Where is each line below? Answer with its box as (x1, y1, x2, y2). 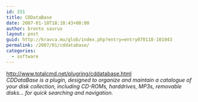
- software (11, 53, 39, 59)
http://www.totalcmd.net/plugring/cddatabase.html (6, 70, 132, 77)
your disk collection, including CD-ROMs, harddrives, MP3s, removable (6, 82, 182, 90)
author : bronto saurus (6, 25, 63, 32)
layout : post (6, 31, 39, 37)
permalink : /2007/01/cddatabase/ (6, 43, 90, 49)
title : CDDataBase (6, 14, 52, 20)
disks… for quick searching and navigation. (6, 89, 114, 96)
